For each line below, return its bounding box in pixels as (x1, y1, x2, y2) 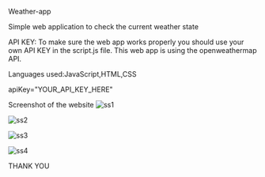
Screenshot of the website (8, 100, 94, 109)
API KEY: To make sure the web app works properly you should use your (8, 37, 244, 47)
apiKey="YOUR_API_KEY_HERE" (8, 85, 113, 94)
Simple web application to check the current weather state (8, 22, 199, 31)
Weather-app (8, 7, 51, 16)
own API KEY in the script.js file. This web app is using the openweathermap (8, 46, 257, 55)
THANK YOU (8, 161, 50, 171)
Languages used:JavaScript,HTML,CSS (8, 70, 137, 78)
